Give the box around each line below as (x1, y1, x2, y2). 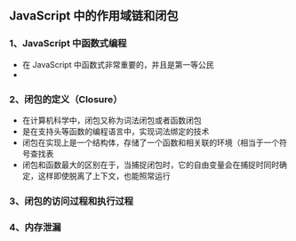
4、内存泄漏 (9, 221, 61, 233)
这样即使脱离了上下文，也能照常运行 (37, 170, 171, 181)
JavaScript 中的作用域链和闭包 (9, 8, 180, 24)
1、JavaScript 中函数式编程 (9, 37, 127, 50)
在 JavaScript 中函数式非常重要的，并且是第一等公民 (21, 59, 214, 69)
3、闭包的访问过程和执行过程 (9, 195, 134, 207)
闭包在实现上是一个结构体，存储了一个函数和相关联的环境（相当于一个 (21, 137, 280, 148)
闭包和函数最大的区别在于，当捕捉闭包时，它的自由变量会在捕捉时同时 (21, 159, 280, 170)
